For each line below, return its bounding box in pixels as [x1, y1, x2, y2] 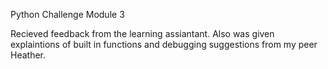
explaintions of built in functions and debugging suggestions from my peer [10, 39, 318, 50]
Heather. [10, 49, 47, 61]
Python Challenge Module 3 [10, 9, 125, 20]
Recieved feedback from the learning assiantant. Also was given [10, 28, 275, 39]
